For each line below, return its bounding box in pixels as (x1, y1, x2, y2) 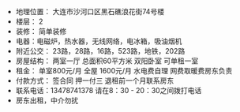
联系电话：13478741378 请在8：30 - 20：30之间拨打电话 (15, 86, 202, 95)
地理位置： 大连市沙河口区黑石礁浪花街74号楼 (15, 7, 164, 16)
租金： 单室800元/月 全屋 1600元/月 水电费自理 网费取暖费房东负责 (15, 66, 233, 75)
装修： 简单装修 (15, 27, 67, 35)
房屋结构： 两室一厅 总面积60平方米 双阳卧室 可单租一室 (15, 56, 199, 65)
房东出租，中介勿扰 (15, 95, 79, 105)
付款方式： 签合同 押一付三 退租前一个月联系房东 (15, 76, 174, 85)
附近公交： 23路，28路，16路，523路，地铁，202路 (15, 47, 186, 55)
